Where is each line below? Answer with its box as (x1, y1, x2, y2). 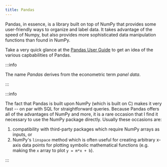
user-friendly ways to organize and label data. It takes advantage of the (5, 26, 152, 32)
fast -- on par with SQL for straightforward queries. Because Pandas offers (5, 105, 159, 111)
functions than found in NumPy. (5, 37, 70, 43)
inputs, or (12, 131, 32, 137)
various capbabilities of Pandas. (5, 52, 71, 58)
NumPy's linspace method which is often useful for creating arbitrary (12, 136, 155, 142)
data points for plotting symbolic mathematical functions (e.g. (22, 142, 149, 148)
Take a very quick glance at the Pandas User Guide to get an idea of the (5, 46, 153, 52)
